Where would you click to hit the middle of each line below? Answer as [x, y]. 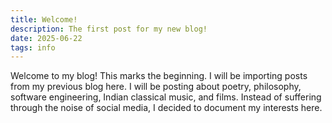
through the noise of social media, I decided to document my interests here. [166, 108]
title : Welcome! [44, 19]
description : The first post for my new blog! [109, 29]
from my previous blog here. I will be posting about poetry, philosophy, [156, 87]
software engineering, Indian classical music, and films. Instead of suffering [166, 97]
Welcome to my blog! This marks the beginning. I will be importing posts [159, 76]
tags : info [33, 47]
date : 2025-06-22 [46, 38]
